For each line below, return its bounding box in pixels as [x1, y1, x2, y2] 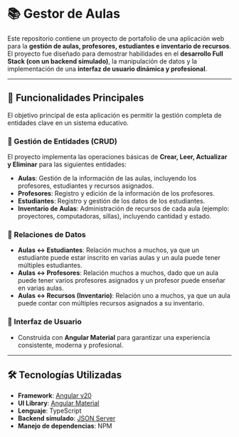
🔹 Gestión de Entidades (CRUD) [7, 136, 117, 146]
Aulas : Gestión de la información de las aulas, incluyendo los [17, 174, 197, 183]
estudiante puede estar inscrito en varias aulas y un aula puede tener [17, 253, 221, 262]
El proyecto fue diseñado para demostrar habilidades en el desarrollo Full [7, 49, 224, 58]
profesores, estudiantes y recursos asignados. [17, 181, 154, 190]
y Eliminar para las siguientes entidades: [7, 160, 127, 169]
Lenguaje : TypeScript [17, 406, 82, 415]
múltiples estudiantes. [17, 261, 83, 270]
